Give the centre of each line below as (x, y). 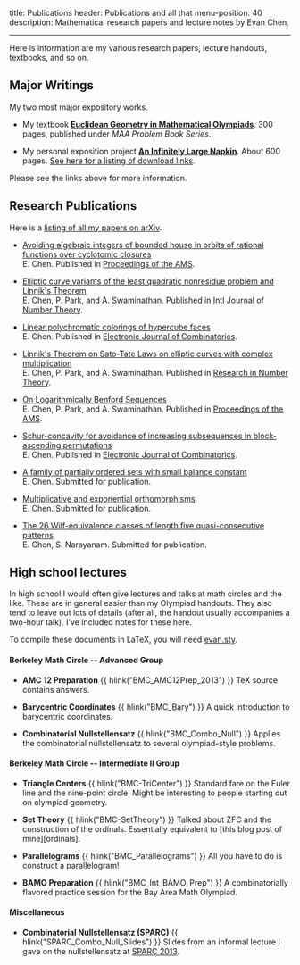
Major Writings (51, 85)
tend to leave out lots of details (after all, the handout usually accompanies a (150, 613)
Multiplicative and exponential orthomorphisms (108, 498)
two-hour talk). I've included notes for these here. (101, 622)
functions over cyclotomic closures (87, 254)
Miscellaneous (37, 912)
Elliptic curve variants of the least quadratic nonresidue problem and (148, 281)
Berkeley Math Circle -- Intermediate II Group (95, 763)
